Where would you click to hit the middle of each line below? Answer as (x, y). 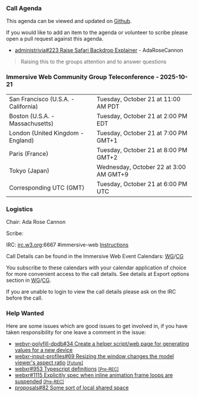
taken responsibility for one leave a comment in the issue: (76, 333)
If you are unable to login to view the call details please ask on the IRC (91, 291)
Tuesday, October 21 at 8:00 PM (142, 150)
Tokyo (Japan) (29, 171)
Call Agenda (24, 8)
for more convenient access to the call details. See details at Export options (98, 274)
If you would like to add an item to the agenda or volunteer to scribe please (97, 32)
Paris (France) (29, 154)
